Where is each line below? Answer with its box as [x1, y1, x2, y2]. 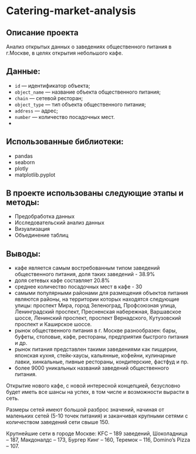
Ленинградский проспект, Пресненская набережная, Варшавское [14, 308, 182, 316]
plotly [14, 165, 29, 172]
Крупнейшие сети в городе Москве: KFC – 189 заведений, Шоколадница [6, 430, 188, 437]
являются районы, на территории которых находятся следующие [14, 296, 180, 303]
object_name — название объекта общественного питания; [14, 88, 161, 95]
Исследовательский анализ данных [14, 219, 104, 226]
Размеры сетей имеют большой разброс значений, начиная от [6, 406, 164, 413]
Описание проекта [6, 28, 79, 38]
